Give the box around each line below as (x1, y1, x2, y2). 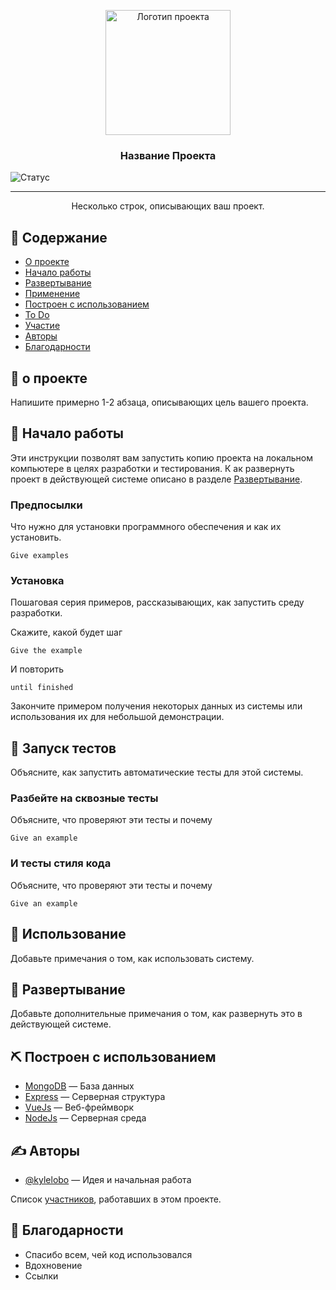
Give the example (10, 646, 83, 656)
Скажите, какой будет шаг (10, 626, 123, 639)
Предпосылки (10, 498, 83, 512)
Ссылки (24, 1270, 59, 1282)
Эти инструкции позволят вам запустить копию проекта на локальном (10, 451, 313, 464)
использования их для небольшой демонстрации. (10, 711, 225, 723)
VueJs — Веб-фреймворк (24, 1101, 135, 1114)
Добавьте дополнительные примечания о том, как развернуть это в (10, 1008, 303, 1020)
